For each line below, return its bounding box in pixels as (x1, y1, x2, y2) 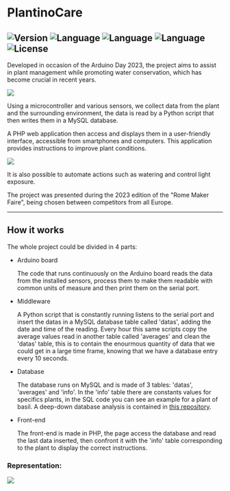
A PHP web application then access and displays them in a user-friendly (7, 130, 211, 138)
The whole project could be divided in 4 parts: (7, 242, 138, 251)
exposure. (7, 178, 36, 186)
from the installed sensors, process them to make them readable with (16, 276, 213, 285)
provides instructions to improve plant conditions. (7, 144, 147, 152)
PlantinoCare (7, 5, 84, 21)
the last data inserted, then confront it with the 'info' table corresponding (16, 436, 222, 444)
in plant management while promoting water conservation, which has (7, 69, 202, 76)
